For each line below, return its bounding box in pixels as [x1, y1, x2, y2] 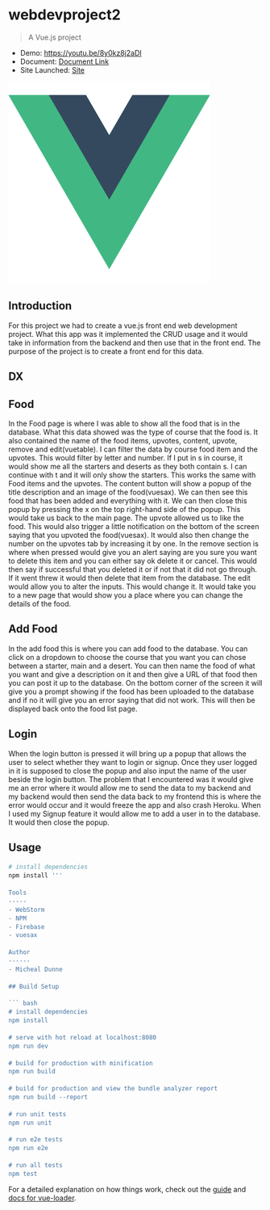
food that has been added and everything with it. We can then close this [8, 495, 247, 506]
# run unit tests [8, 1110, 67, 1118]
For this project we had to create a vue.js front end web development [8, 321, 238, 330]
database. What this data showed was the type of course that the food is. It [8, 426, 259, 437]
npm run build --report [8, 1093, 89, 1102]
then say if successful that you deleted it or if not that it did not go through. [8, 564, 258, 574]
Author [8, 948, 31, 956]
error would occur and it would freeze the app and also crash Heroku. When [8, 800, 261, 809]
